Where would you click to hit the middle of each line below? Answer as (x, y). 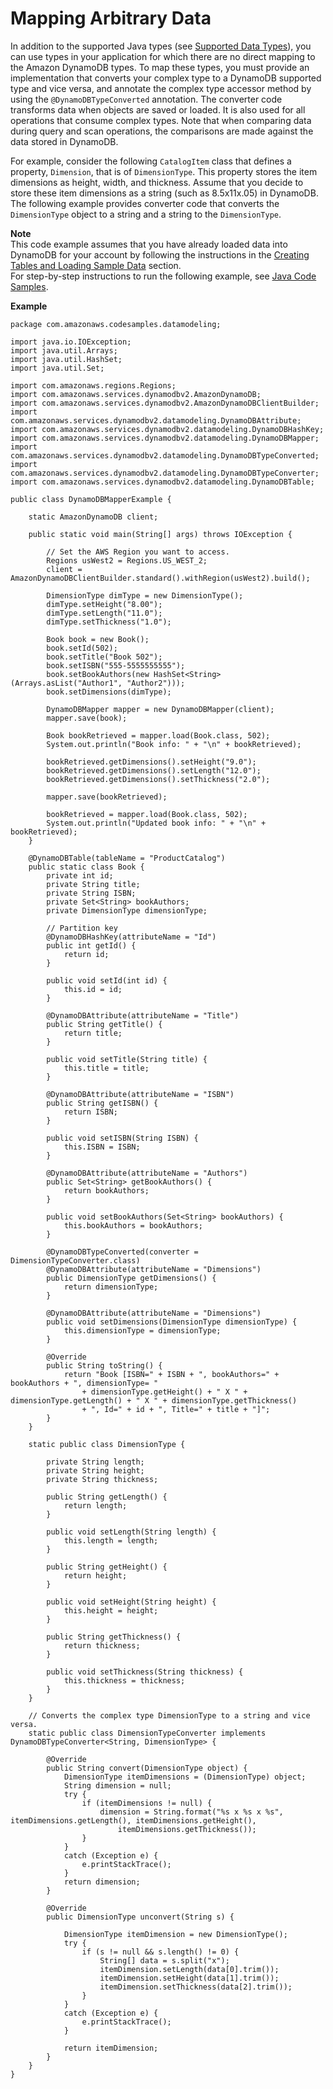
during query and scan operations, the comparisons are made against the (162, 131)
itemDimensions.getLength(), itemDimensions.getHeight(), (133, 1820)
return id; (86, 954)
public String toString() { (104, 1365)
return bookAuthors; (106, 1190)
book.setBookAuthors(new (98, 674)
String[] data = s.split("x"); (164, 1960)
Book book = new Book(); (98, 639)
